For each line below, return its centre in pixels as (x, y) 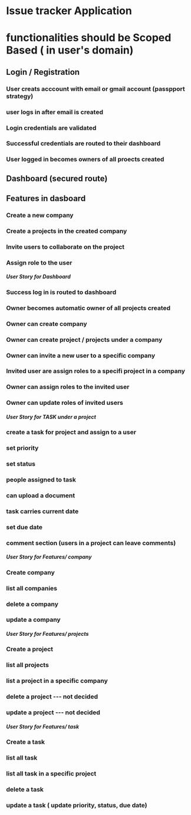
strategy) (20, 96)
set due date (24, 527)
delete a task (25, 789)
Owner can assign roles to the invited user (68, 387)
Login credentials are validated (51, 128)
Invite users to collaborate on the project (65, 247)
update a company (33, 620)
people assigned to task (41, 480)
